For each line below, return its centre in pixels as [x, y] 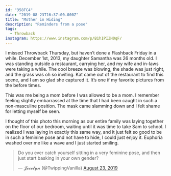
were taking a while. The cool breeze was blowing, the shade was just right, [85, 69]
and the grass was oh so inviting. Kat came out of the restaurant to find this [84, 74]
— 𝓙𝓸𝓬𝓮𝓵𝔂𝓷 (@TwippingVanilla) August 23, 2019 [68, 168]
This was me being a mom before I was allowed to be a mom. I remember [82, 95]
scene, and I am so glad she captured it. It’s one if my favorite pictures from [85, 80]
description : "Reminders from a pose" [46, 24]
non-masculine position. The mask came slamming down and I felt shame [83, 106]
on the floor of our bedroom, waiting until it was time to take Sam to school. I [86, 126]
